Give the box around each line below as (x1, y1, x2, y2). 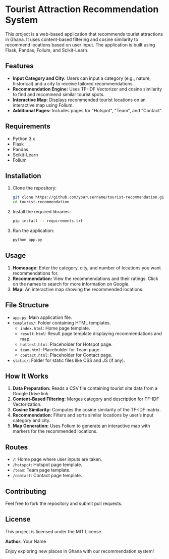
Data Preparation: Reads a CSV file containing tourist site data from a (12, 385, 158, 391)
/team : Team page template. (12, 467, 71, 473)
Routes (5, 443, 28, 451)
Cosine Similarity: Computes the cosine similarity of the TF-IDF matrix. (12, 407, 161, 413)
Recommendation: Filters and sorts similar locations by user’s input (12, 412, 154, 418)
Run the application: (12, 227, 54, 234)
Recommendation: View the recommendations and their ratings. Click (12, 275, 158, 282)
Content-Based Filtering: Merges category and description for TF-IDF (12, 396, 159, 402)
